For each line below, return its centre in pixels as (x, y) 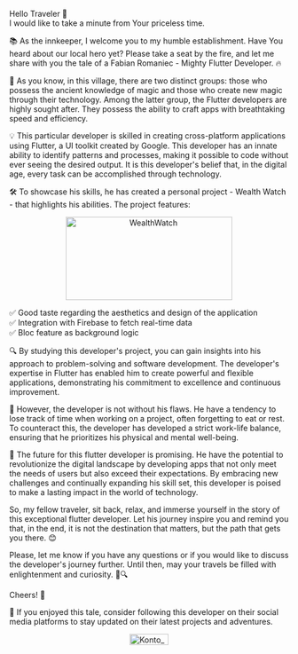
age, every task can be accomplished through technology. (115, 174)
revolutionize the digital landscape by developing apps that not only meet (143, 464)
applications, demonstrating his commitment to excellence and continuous (145, 382)
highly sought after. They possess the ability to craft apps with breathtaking (147, 109)
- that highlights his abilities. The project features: (100, 205)
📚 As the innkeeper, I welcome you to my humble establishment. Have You (146, 41)
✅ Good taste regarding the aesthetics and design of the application (133, 312)
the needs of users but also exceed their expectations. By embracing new (144, 473)
